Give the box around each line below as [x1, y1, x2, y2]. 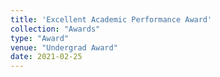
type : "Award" [10, 33, 70, 43]
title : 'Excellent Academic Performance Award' [10, 14, 213, 25]
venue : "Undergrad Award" [10, 42, 118, 53]
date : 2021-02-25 [10, 52, 83, 62]
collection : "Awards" [10, 24, 101, 34]
